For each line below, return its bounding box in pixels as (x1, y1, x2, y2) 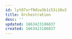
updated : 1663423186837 (5, 21, 56, 27)
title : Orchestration (5, 12, 51, 17)
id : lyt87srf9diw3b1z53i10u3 (5, 7, 67, 13)
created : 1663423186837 (5, 26, 56, 31)
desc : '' (5, 17, 24, 22)
